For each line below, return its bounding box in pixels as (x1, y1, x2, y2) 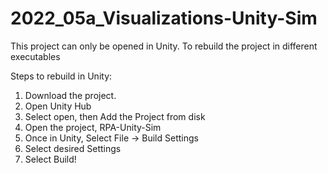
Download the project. (24, 89, 117, 101)
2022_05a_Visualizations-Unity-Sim (10, 7, 318, 30)
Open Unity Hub (24, 100, 92, 112)
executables (10, 50, 61, 62)
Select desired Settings (24, 142, 122, 154)
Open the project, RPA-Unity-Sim (24, 121, 162, 133)
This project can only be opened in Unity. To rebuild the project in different (10, 40, 318, 52)
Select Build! (24, 153, 77, 165)
